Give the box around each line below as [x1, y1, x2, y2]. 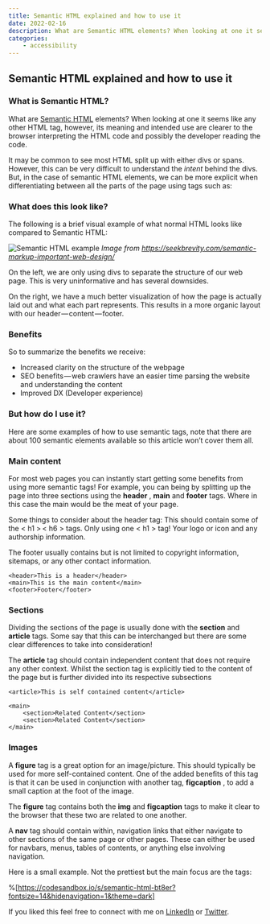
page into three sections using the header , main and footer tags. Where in [8, 491, 258, 500]
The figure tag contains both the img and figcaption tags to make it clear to [8, 802, 260, 811]
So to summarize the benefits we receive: [8, 347, 146, 357]
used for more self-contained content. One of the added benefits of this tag [8, 769, 259, 778]
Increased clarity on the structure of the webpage [19, 363, 185, 373]
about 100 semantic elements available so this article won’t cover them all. [8, 435, 255, 445]
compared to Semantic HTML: [8, 228, 108, 237]
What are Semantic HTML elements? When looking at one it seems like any [8, 113, 257, 123]
